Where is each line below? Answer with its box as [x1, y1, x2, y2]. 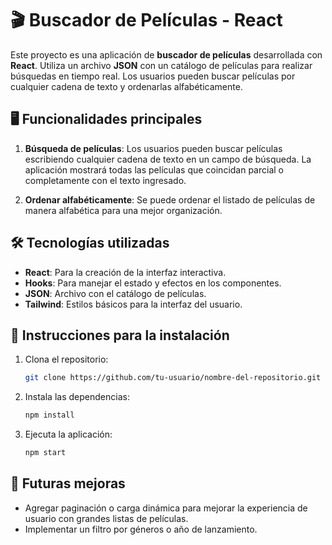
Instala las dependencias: [24, 391, 130, 403]
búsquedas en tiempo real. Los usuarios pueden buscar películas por [10, 70, 296, 82]
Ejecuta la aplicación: [24, 428, 113, 441]
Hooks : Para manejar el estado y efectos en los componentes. [24, 277, 282, 289]
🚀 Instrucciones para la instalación [10, 327, 230, 344]
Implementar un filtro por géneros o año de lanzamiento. [24, 523, 258, 535]
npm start [24, 448, 67, 458]
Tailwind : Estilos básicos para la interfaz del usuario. [24, 298, 243, 310]
